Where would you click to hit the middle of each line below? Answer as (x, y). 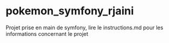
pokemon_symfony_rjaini (70, 11)
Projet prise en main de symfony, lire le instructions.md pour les (84, 27)
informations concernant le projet (47, 33)
